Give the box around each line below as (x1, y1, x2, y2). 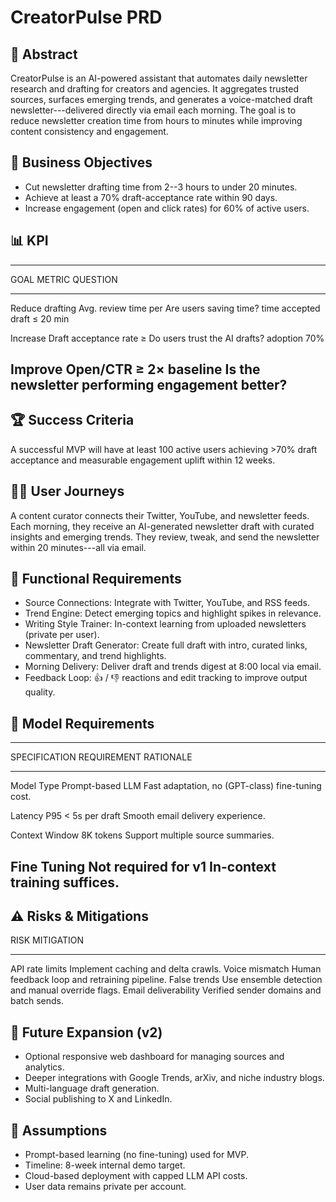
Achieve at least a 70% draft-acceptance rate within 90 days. (24, 191, 278, 203)
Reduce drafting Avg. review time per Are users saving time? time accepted (10, 302, 321, 314)
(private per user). (24, 629, 100, 641)
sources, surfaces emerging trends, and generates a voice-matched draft (10, 94, 313, 105)
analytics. (24, 1061, 65, 1073)
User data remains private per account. (24, 1181, 187, 1193)
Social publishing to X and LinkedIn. (24, 1093, 173, 1105)
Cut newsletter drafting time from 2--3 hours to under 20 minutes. (24, 181, 298, 193)
